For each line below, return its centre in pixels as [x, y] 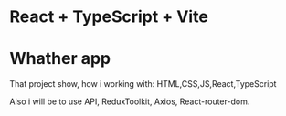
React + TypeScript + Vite [109, 17]
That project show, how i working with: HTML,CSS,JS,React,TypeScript [143, 84]
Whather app [60, 59]
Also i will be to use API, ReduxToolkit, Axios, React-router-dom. [130, 101]
